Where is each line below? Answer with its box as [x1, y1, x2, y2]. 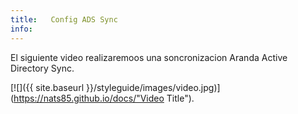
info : [10, 24, 33, 34]
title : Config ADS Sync [10, 14, 118, 25]
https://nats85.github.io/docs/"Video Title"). [13, 92, 195, 104]
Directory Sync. [10, 62, 75, 74]
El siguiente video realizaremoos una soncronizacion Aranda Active [10, 51, 288, 63]
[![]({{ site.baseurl [10, 81, 85, 93]
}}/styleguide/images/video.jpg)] [85, 81, 221, 93]
